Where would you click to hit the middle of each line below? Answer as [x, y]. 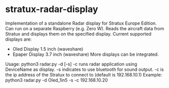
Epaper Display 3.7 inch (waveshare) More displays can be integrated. [86, 54]
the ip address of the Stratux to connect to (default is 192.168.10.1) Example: [84, 74]
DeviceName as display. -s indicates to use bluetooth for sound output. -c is [85, 69]
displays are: [18, 39]
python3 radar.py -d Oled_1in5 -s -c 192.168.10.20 [56, 80]
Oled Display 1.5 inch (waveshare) [48, 49]
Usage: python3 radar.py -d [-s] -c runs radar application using [71, 64]
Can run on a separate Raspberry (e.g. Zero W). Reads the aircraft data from [85, 28]
